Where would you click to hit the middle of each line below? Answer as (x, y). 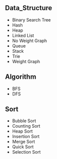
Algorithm (21, 77)
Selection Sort (26, 152)
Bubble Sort (24, 121)
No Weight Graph (29, 41)
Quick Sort (23, 147)
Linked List (23, 35)
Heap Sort (22, 131)
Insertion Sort (26, 136)
